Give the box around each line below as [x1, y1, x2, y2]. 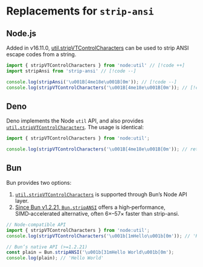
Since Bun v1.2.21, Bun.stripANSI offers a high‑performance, [14, 204, 166, 211]
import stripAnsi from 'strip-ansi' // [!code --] [6, 68, 137, 74]
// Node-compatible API [6, 222, 66, 228]
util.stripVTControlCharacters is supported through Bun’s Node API [14, 190, 187, 198]
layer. [14, 197, 29, 204]
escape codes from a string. [6, 51, 77, 58]
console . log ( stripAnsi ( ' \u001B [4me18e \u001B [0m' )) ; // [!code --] [6, 79, 177, 85]
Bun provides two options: [6, 179, 72, 186]
